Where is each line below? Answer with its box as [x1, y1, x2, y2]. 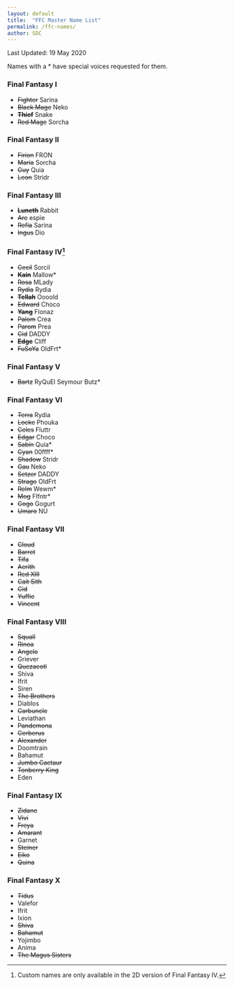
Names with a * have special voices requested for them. [7, 62, 169, 70]
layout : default [7, 10, 54, 17]
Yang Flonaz [17, 307, 54, 315]
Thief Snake [17, 110, 54, 118]
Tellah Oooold [17, 292, 58, 301]
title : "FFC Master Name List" [7, 17, 101, 24]
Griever [17, 655, 39, 664]
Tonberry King [17, 766, 59, 774]
